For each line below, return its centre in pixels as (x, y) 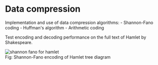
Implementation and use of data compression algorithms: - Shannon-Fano (79, 22)
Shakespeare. (19, 42)
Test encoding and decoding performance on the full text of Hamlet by (76, 37)
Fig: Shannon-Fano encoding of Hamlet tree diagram (58, 57)
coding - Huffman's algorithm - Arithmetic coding (55, 27)
